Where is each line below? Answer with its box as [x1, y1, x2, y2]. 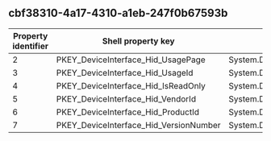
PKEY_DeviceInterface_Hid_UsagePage [56, 54, 206, 65]
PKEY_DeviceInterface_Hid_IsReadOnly [56, 80, 206, 91]
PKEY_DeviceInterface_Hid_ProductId [56, 106, 200, 118]
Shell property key [102, 35, 175, 47]
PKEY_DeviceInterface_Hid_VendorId [56, 93, 196, 104]
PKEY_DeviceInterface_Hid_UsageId [56, 67, 194, 78]
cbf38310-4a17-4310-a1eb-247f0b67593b [8, 6, 228, 20]
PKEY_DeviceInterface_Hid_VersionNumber [56, 119, 221, 131]
